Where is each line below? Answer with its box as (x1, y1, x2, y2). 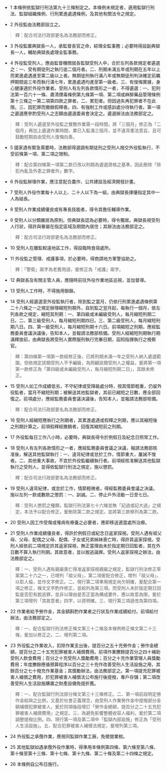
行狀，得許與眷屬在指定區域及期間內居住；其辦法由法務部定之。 (14, 224, 147, 229)
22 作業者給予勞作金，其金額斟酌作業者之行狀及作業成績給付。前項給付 (10, 608, 158, 614)
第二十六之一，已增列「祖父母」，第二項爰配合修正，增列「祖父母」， (19, 573, 161, 578)
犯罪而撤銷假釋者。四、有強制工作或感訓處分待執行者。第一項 (32, 104, 160, 110)
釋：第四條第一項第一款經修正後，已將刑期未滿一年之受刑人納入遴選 (15, 353, 157, 359)
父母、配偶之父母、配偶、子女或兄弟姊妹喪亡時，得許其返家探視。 (19, 537, 156, 542)
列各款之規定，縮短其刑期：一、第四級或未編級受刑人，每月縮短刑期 (10, 311, 152, 317)
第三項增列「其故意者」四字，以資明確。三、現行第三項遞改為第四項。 (15, 598, 161, 603)
